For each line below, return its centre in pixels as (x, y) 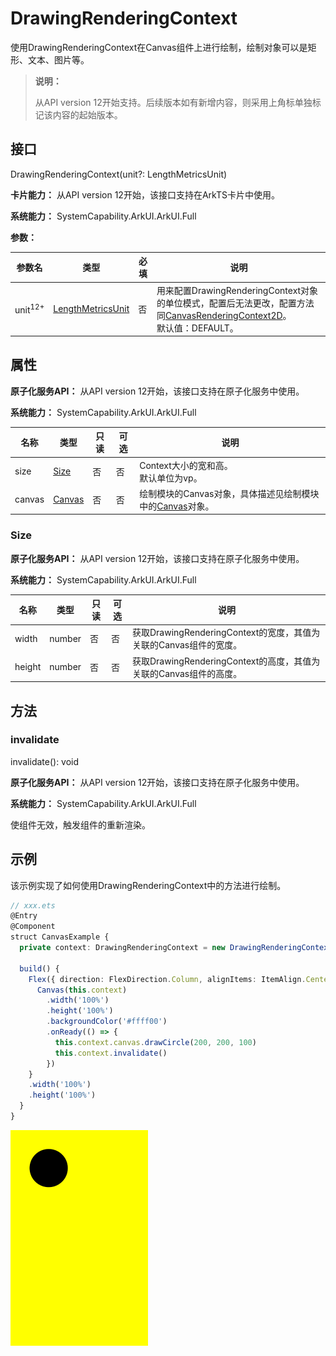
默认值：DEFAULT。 (197, 328)
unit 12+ (29, 309)
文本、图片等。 (58, 59)
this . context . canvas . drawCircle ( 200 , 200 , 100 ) (155, 1042)
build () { (39, 968)
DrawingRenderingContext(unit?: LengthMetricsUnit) (119, 174)
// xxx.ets (33, 905)
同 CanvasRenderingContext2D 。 (224, 315)
